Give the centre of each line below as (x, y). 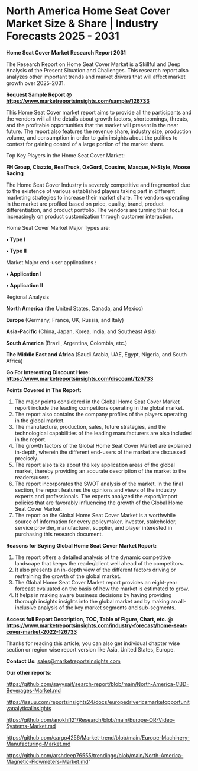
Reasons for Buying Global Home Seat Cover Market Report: (82, 545)
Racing (15, 173)
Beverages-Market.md (33, 690)
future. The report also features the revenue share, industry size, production (99, 131)
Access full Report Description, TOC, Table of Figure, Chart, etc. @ (90, 619)
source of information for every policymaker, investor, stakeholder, (95, 522)
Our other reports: (29, 672)
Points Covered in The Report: (44, 390)
